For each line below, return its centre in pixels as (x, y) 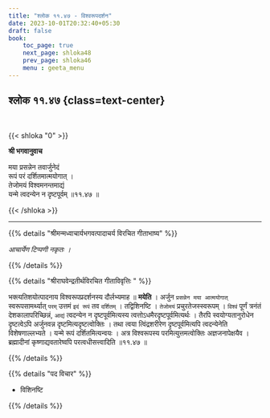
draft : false (30, 30)
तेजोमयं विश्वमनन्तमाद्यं (37, 185)
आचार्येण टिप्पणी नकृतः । (39, 249)
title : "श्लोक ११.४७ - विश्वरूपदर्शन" (60, 16)
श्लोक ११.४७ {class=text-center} (87, 101)
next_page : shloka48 (57, 53)
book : (17, 38)
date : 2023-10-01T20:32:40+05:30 (64, 23)
